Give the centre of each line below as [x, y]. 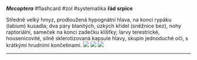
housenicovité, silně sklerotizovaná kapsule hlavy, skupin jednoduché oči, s [97, 38]
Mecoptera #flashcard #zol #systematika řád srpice [69, 8]
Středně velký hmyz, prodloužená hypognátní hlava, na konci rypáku [89, 20]
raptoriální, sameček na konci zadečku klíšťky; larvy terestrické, [83, 32]
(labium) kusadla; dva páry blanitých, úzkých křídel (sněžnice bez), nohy [94, 26]
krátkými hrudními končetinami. [44, 45]
